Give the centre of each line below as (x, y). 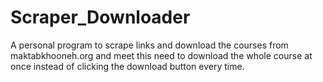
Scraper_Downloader (100, 17)
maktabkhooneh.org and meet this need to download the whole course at (161, 55)
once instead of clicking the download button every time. (127, 66)
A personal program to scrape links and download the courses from (149, 45)
